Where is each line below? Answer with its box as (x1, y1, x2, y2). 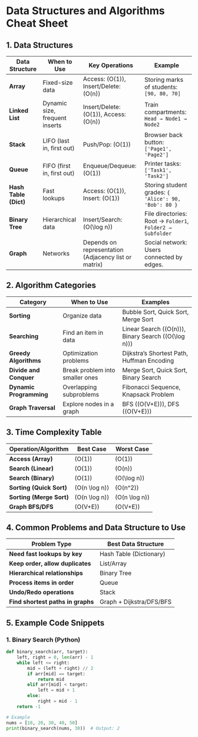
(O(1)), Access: (82, 110, 126, 118)
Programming (9, 390, 48, 398)
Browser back (144, 131, 183, 139)
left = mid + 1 (37, 688, 75, 693)
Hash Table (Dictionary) (99, 550, 166, 558)
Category (19, 298, 47, 306)
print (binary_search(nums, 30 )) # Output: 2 (6, 725, 120, 731)
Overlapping (62, 383, 97, 391)
